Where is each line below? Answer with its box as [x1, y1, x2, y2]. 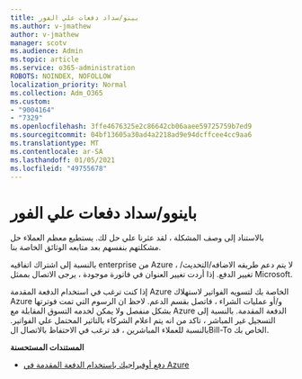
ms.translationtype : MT [10, 139, 100, 148]
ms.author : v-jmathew [10, 22, 92, 31]
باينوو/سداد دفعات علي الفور [10, 203, 197, 223]
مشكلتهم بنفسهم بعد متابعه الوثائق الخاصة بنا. [10, 242, 161, 253]
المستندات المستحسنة [10, 342, 84, 353]
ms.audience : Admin [10, 47, 84, 56]
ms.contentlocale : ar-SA [10, 147, 103, 156]
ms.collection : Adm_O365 [10, 88, 103, 97]
